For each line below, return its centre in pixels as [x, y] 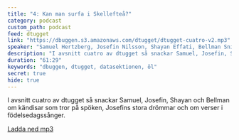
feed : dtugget [28, 34]
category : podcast [34, 21]
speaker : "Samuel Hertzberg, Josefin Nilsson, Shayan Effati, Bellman [114, 47]
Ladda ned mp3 [31, 129]
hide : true [23, 80]
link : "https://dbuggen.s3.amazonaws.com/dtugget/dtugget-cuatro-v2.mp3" [119, 41]
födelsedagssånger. [36, 115]
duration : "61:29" [34, 60]
